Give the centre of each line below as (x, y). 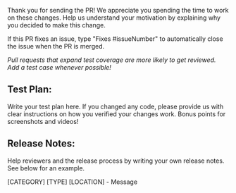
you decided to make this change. (56, 25)
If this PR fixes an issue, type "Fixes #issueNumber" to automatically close (115, 39)
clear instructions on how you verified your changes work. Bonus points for (117, 114)
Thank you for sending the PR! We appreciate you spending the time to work (118, 10)
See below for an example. (46, 168)
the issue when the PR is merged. (56, 46)
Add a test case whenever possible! (59, 67)
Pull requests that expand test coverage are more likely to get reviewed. (112, 60)
